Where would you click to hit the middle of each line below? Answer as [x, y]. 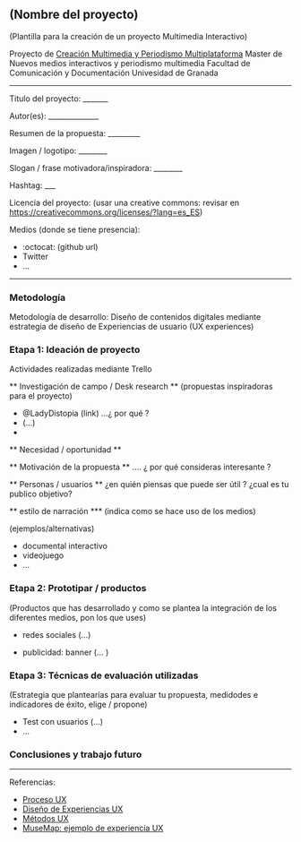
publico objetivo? [41, 494]
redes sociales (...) [56, 634]
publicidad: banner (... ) [65, 652]
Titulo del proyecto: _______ [59, 99]
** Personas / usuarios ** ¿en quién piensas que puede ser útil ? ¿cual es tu [149, 485]
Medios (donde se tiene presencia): [75, 229]
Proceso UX [44, 800]
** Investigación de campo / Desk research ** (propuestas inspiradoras [141, 387]
